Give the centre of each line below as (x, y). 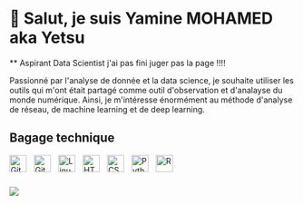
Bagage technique (62, 138)
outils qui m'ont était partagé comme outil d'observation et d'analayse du (146, 90)
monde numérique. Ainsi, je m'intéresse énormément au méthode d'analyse (151, 100)
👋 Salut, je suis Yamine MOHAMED (142, 19)
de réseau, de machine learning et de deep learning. (108, 109)
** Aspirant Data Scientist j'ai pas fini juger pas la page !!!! (117, 63)
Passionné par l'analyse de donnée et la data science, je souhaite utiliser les (152, 80)
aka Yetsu (47, 38)
